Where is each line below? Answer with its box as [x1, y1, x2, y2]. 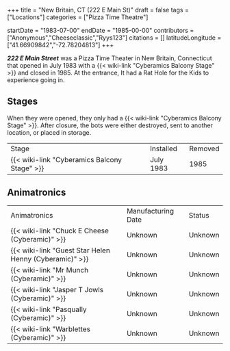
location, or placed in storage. [7, 128, 92, 136]
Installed [149, 144, 178, 153]
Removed [189, 144, 220, 153]
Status [188, 210, 210, 220]
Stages [7, 96, 38, 107]
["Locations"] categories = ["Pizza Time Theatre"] [7, 13, 149, 21]
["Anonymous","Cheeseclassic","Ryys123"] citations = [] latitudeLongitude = [7, 34, 222, 42]
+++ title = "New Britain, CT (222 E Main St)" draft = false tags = [7, 6, 190, 14]
